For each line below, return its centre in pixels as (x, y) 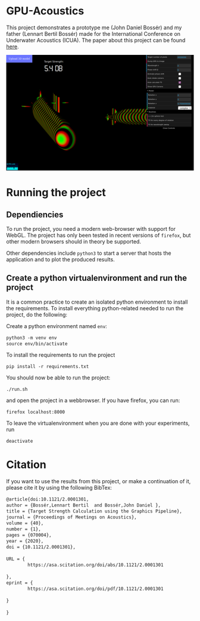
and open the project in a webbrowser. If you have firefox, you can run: (93, 400)
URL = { (16, 559)
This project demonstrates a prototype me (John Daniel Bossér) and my (94, 27)
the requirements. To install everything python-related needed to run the (95, 308)
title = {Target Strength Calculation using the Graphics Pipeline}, (94, 511)
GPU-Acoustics (45, 11)
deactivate (20, 441)
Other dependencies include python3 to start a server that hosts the (89, 253)
